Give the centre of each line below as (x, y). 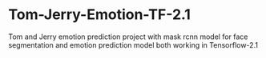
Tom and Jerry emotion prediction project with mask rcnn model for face (128, 37)
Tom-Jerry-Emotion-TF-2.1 (99, 15)
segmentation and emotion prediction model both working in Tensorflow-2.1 (133, 44)
